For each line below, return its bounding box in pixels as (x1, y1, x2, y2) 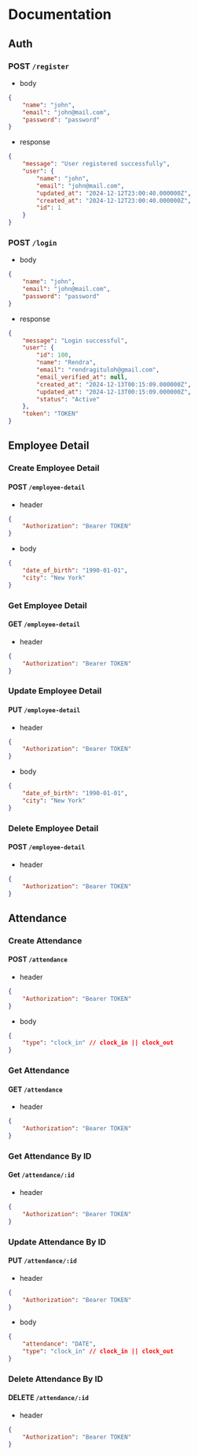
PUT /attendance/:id (8, 1256, 77, 1265)
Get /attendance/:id (8, 1170, 75, 1180)
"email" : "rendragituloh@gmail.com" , (36, 366, 159, 374)
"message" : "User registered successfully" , (22, 160, 170, 168)
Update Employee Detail (8, 685, 102, 696)
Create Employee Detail (8, 463, 100, 474)
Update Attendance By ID (8, 1236, 107, 1247)
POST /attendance (8, 954, 68, 964)
